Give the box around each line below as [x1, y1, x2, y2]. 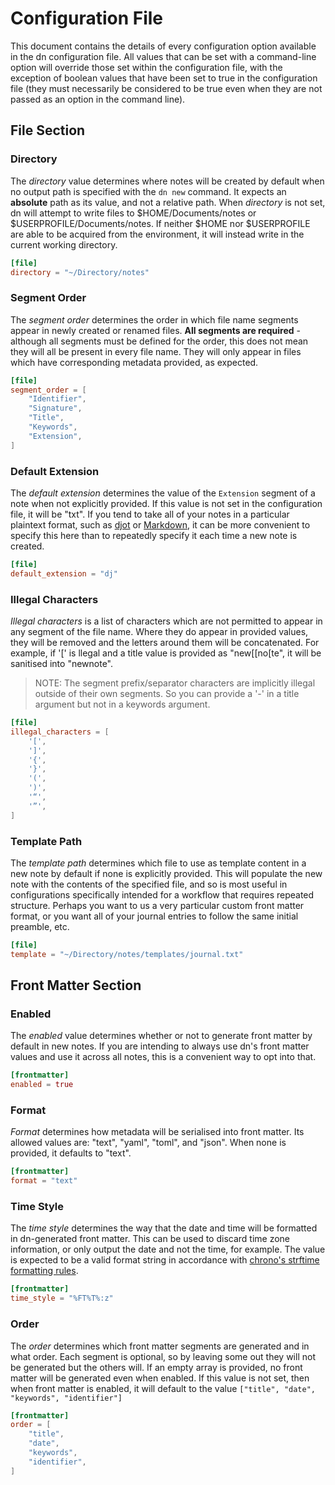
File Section [10, 122, 86, 139]
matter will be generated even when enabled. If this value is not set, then [10, 1372, 310, 1384]
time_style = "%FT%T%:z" [10, 1293, 114, 1304]
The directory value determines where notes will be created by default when [10, 175, 325, 187]
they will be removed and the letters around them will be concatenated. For [10, 637, 320, 649]
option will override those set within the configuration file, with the [10, 61, 283, 73]
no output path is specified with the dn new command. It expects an [10, 185, 287, 197]
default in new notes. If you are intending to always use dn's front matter [10, 1040, 310, 1052]
